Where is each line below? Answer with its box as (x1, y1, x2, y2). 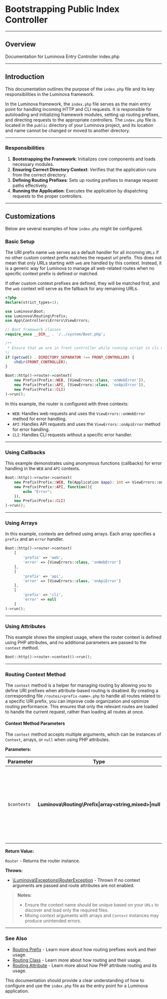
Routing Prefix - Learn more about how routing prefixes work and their (12, 946, 157, 953)
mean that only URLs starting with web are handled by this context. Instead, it (5, 260, 162, 266)
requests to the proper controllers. (12, 193, 83, 199)
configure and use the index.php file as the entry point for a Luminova (5, 983, 148, 989)
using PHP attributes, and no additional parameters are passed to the (5, 639, 147, 645)
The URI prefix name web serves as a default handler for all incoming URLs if (5, 249, 159, 255)
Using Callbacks (5, 449, 46, 456)
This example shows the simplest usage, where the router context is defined (5, 634, 162, 640)
